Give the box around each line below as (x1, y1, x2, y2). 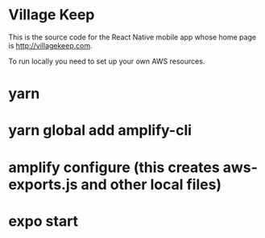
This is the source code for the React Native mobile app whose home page (8, 32, 256, 42)
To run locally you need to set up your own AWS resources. (8, 56, 205, 66)
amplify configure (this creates (8, 158, 220, 176)
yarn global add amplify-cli (8, 121, 192, 140)
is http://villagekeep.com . (8, 40, 93, 50)
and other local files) (81, 175, 222, 194)
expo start (8, 211, 79, 230)
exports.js (8, 175, 78, 194)
